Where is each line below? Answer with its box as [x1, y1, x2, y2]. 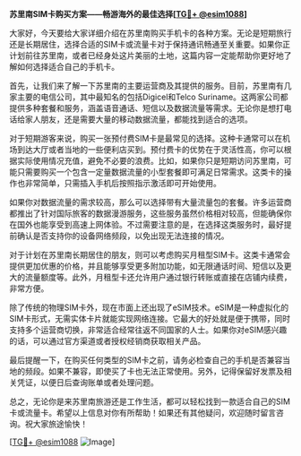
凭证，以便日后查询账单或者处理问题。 [16, 377, 159, 388]
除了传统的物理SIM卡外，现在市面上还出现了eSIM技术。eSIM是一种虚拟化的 [9, 302, 289, 313]
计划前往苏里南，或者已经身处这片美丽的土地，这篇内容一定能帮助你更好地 [9, 50, 284, 61]
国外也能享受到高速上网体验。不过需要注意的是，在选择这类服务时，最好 [16, 219, 284, 229]
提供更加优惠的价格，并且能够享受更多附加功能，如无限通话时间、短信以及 [9, 261, 284, 271]
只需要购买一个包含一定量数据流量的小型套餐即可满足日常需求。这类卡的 [16, 167, 284, 177]
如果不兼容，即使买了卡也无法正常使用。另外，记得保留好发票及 [47, 366, 284, 376]
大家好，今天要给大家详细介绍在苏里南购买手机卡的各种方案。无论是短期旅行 [9, 28, 292, 39]
